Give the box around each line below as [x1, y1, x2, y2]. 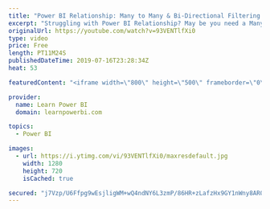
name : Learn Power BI [15, 100, 88, 109]
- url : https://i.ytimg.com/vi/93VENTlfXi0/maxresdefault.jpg [15, 152, 228, 160]
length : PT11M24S [8, 49, 67, 57]
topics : [8, 122, 35, 131]
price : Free [8, 42, 48, 50]
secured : [8, 189, 38, 197]
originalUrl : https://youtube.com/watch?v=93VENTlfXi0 [8, 27, 196, 35]
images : [8, 145, 35, 153]
